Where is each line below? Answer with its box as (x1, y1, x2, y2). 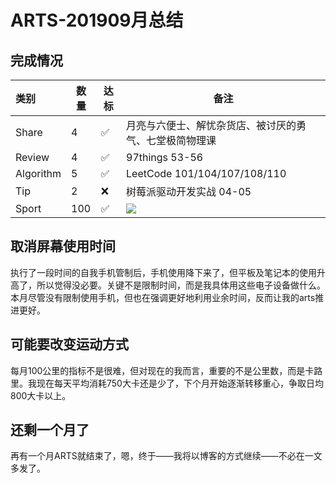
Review (15, 151, 50, 164)
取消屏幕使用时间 (10, 238, 116, 255)
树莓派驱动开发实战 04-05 (126, 185, 252, 198)
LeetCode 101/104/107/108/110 (126, 167, 287, 180)
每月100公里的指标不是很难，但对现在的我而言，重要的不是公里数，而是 (10, 364, 306, 376)
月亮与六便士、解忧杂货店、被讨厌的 (126, 119, 297, 132)
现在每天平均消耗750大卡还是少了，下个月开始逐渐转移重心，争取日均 (36, 377, 324, 389)
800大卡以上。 (10, 389, 72, 401)
